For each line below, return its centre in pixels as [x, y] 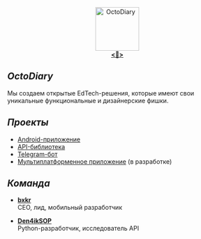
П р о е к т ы [28, 122]
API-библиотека [41, 146]
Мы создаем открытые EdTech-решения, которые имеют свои [101, 93]
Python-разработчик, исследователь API [78, 229]
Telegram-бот [37, 154]
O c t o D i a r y [30, 76]
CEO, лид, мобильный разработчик [70, 208]
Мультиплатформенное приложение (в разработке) [95, 161]
